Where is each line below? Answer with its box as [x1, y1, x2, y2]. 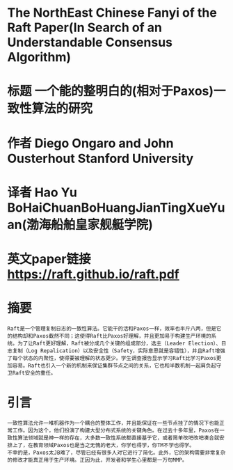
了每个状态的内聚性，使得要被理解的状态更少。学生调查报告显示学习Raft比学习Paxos [7, 354, 217, 361]
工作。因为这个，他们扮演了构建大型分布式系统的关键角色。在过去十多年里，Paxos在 [12, 427, 220, 434]
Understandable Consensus [7, 35, 172, 50]
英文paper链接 [7, 251, 91, 267]
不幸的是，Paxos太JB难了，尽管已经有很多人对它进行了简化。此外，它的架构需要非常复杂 [7, 449, 226, 456]
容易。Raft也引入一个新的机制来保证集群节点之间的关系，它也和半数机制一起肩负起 [12, 362, 217, 369]
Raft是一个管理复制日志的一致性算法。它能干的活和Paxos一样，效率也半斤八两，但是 [7, 325, 217, 332]
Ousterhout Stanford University [7, 150, 194, 166]
